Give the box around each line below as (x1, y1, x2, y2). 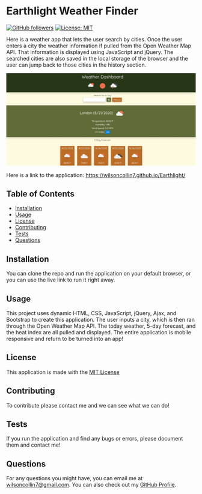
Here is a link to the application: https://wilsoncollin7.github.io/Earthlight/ (6, 171, 186, 178)
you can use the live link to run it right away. (6, 276, 115, 283)
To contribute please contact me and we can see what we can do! (6, 402, 170, 409)
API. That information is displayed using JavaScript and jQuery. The (6, 48, 174, 55)
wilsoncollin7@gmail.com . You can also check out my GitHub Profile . (6, 481, 177, 489)
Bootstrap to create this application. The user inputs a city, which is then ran (6, 316, 195, 323)
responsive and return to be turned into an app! (6, 335, 123, 342)
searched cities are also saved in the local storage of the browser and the (6, 55, 188, 62)
